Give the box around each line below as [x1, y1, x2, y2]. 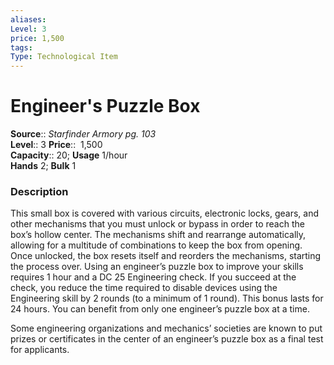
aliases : [10, 14, 47, 25]
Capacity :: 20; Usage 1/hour [10, 149, 128, 161]
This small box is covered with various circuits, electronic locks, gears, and [10, 207, 320, 220]
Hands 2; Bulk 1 [10, 160, 77, 172]
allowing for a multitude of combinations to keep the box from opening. [10, 239, 303, 251]
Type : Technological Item [10, 52, 118, 62]
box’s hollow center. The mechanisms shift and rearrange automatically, [10, 229, 307, 241]
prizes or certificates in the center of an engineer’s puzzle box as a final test [10, 333, 324, 345]
